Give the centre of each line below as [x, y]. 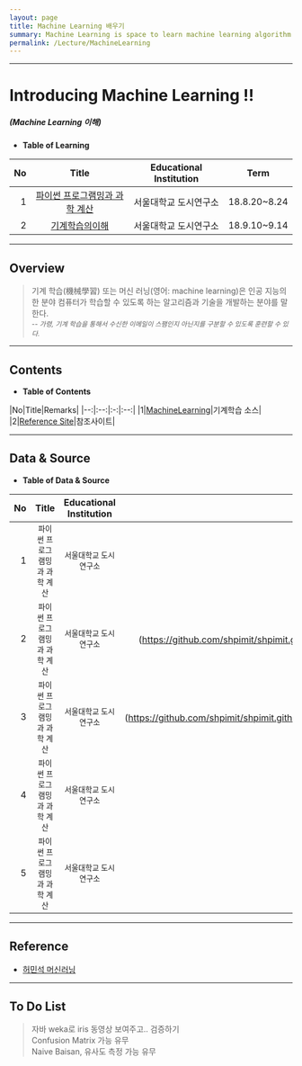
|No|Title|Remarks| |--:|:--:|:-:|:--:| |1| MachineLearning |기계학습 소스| [136, 410]
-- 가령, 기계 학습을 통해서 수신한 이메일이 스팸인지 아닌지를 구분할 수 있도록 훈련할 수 [156, 325]
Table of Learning [56, 146]
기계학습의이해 [80, 226]
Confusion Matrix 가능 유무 [80, 1041]
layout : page [34, 18]
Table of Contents [57, 391]
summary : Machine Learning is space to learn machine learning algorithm [151, 34]
